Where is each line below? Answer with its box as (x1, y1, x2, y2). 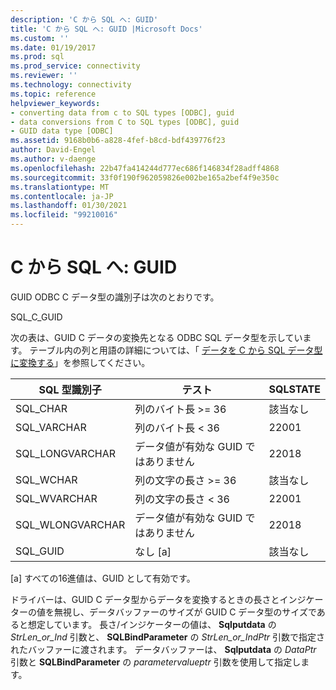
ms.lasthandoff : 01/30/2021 (10, 201, 128, 211)
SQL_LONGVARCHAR (15, 446, 117, 460)
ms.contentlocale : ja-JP (10, 191, 114, 201)
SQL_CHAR (15, 401, 68, 415)
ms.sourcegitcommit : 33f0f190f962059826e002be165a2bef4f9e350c (10, 172, 280, 183)
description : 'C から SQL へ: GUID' (10, 14, 159, 25)
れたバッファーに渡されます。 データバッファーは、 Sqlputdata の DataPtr (10, 643, 317, 655)
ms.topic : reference (10, 89, 97, 99)
